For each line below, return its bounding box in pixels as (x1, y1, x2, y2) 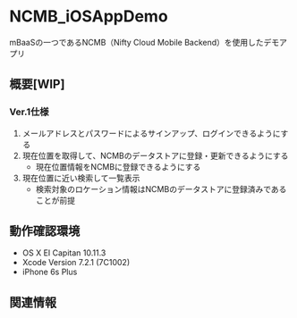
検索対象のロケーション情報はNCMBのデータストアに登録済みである (35, 183, 287, 194)
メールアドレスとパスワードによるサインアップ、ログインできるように (21, 128, 281, 138)
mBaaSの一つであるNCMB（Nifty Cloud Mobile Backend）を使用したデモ (9, 37, 280, 47)
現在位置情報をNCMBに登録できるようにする (35, 161, 201, 172)
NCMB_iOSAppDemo (9, 6, 168, 27)
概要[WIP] (9, 77, 65, 92)
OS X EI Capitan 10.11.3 (21, 247, 106, 258)
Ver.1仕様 (9, 105, 49, 118)
